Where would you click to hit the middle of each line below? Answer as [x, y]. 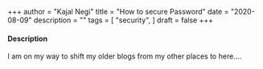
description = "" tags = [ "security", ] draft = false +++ [123, 20]
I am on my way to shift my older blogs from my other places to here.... [125, 56]
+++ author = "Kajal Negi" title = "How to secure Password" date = [118, 12]
